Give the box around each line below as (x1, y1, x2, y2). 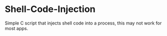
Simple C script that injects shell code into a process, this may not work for (5, 20, 162, 26)
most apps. (5, 25, 29, 31)
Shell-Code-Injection (5, 3, 96, 15)
